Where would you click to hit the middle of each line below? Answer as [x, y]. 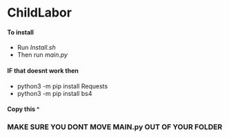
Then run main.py [42, 55]
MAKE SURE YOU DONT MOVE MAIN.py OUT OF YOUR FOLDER [115, 127]
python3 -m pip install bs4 [54, 93]
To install [21, 32]
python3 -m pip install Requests [62, 86]
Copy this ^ [23, 109]
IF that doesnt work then [43, 70]
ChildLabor [40, 13]
